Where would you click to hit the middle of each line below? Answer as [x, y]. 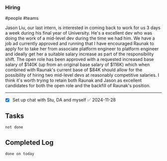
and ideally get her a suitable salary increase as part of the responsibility [80, 54]
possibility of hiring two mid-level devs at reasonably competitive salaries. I [82, 75]
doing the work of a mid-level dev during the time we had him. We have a [80, 38]
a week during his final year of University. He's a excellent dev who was [79, 33]
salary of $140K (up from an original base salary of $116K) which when [78, 65]
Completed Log [29, 142]
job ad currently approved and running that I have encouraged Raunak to [80, 44]
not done [14, 127]
